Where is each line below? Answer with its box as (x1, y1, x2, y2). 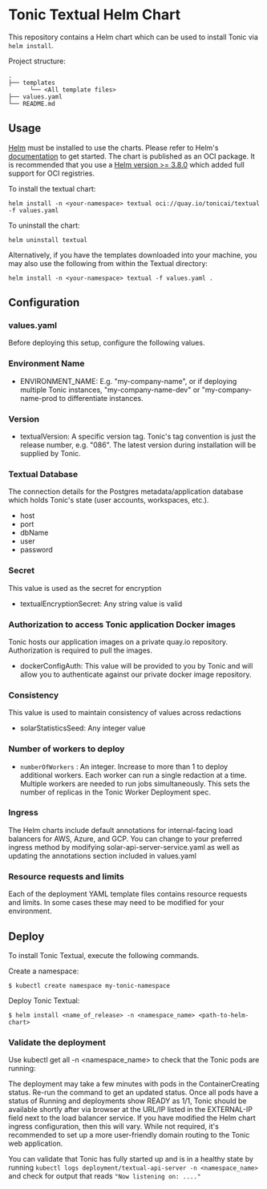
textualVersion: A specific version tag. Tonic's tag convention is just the (19, 431, 257, 442)
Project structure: (8, 56, 67, 66)
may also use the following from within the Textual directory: (8, 258, 208, 268)
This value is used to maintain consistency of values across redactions (8, 708, 242, 718)
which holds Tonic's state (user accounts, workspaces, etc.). (8, 495, 209, 505)
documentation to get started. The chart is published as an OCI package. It (8, 151, 255, 161)
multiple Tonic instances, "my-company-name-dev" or (19, 385, 200, 394)
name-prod (19, 393, 58, 402)
